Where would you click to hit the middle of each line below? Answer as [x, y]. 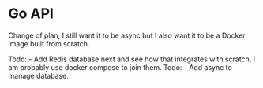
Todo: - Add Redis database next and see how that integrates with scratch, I [132, 59]
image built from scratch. [49, 43]
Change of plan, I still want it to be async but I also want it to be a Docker [127, 35]
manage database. [39, 75]
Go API [31, 14]
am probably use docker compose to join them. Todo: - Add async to [120, 67]
